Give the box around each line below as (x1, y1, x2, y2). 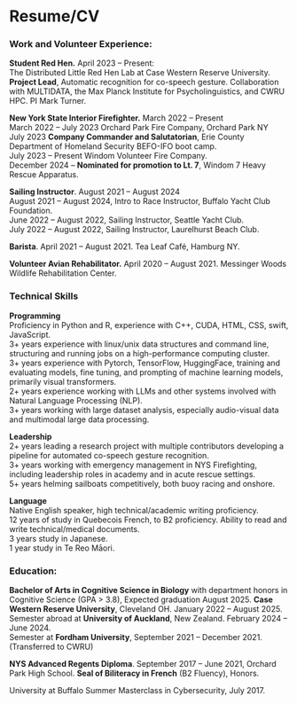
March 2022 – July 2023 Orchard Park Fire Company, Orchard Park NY (9, 122, 269, 133)
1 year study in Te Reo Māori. (9, 543, 115, 553)
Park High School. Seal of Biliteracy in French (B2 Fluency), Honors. (9, 668, 260, 679)
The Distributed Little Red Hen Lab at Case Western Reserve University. (9, 67, 270, 78)
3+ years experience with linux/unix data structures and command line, (9, 339, 270, 349)
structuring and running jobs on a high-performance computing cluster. (9, 348, 270, 358)
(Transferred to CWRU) (9, 641, 94, 653)
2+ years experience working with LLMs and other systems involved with (9, 386, 277, 396)
